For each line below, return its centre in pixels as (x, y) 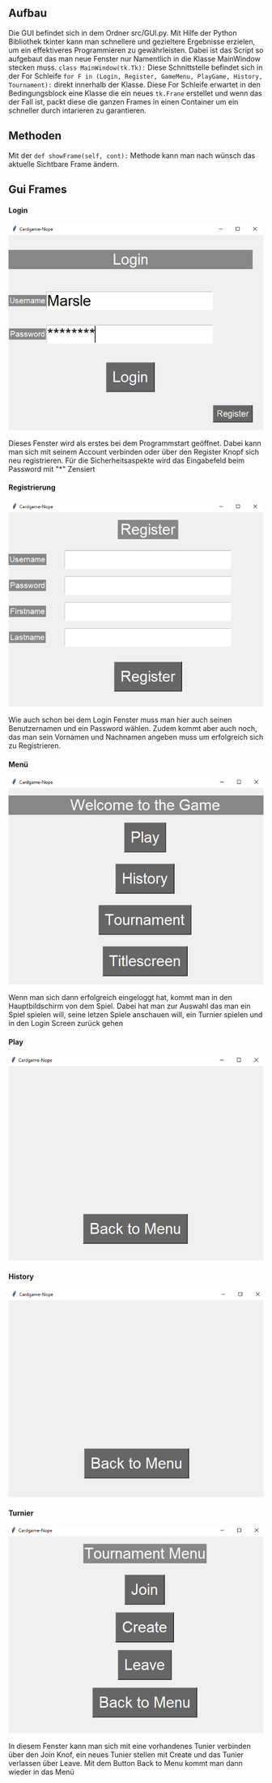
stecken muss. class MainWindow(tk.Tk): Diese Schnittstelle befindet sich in (136, 67)
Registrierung (32, 487)
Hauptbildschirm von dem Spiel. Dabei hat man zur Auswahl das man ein (130, 1006)
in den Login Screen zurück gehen (66, 1023)
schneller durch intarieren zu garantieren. (78, 110)
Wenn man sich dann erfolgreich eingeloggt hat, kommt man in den (121, 997)
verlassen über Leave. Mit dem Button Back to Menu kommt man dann (125, 1764)
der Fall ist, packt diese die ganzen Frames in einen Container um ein (123, 101)
